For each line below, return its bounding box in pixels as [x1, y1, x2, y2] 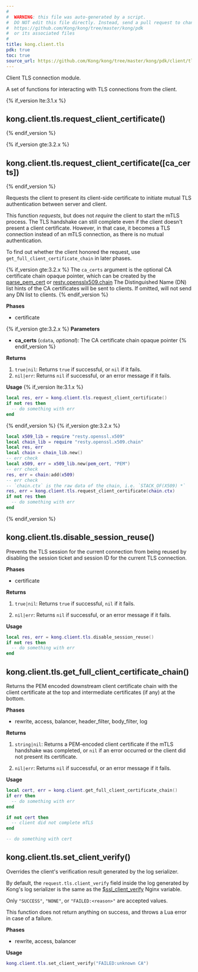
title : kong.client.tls [6, 42, 65, 48]
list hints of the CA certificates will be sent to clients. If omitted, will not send [6, 285, 192, 292]
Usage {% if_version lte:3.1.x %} [6, 383, 84, 391]
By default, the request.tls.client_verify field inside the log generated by [6, 879, 189, 887]
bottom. [6, 695, 25, 702]
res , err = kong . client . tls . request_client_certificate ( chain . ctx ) [6, 488, 176, 494]
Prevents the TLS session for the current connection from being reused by [6, 548, 187, 555]
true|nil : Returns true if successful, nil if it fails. [14, 600, 136, 607]
